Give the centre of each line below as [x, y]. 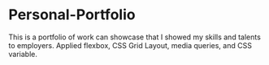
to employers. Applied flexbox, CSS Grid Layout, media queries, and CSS [130, 45]
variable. [23, 54]
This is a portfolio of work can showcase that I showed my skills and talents [135, 37]
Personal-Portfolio [72, 15]
